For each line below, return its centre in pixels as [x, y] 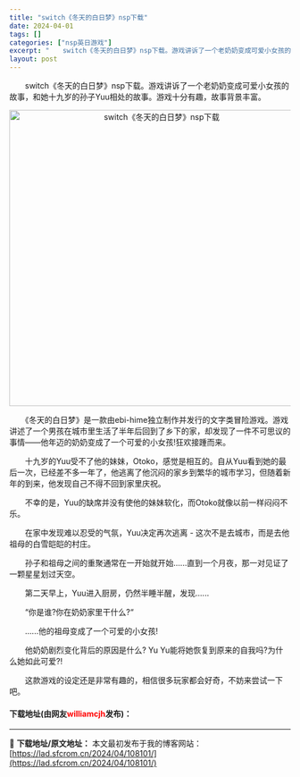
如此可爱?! [44, 661]
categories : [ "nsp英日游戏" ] [61, 42]
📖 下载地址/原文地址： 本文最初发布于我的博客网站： [106, 744]
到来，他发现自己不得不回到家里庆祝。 [95, 483]
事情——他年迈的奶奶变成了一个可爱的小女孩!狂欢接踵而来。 [120, 442]
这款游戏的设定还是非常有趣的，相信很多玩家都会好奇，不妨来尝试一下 [154, 680]
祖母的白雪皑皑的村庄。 [52, 544]
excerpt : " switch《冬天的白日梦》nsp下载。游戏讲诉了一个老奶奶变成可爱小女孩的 [150, 51]
